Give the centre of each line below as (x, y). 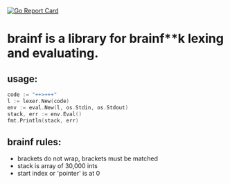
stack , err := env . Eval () (44, 114)
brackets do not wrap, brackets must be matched (87, 158)
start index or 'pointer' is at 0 (59, 174)
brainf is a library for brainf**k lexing (115, 39)
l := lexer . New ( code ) (38, 101)
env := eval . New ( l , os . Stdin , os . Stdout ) (68, 107)
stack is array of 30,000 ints (57, 166)
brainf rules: (34, 142)
